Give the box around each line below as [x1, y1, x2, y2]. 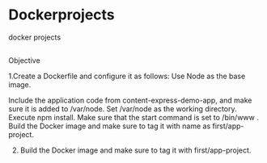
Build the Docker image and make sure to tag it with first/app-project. [19, 145, 252, 155]
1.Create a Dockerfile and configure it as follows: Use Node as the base [8, 71, 246, 81]
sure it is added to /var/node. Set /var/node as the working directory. [8, 104, 237, 114]
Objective [8, 56, 40, 65]
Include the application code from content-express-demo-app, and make [8, 95, 252, 106]
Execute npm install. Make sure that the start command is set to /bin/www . [8, 113, 259, 123]
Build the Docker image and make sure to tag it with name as [8, 121, 211, 131]
